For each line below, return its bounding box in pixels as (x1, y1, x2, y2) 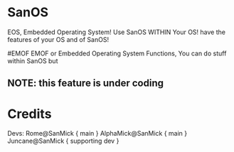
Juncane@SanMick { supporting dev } (7, 136, 119, 146)
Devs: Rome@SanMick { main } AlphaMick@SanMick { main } (7, 129, 188, 138)
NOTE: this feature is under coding (7, 77, 164, 89)
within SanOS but (7, 56, 58, 65)
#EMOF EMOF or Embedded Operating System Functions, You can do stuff (7, 49, 227, 58)
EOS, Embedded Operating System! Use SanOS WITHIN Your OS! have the (7, 28, 226, 36)
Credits (7, 106, 52, 121)
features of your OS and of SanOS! (7, 35, 109, 43)
